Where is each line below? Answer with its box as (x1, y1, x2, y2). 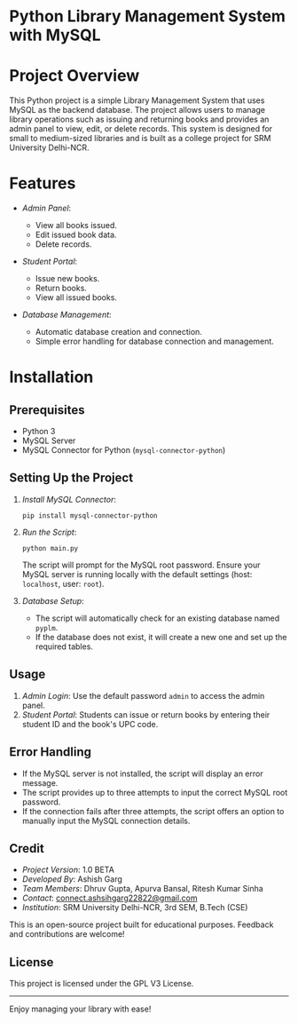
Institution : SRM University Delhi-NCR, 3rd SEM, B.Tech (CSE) (21, 902, 248, 913)
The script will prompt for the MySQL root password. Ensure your (21, 559, 261, 570)
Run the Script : (21, 527, 77, 537)
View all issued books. (35, 292, 118, 303)
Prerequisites (9, 402, 85, 417)
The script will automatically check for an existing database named (35, 613, 280, 623)
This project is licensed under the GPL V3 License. (9, 979, 194, 989)
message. (21, 777, 59, 788)
